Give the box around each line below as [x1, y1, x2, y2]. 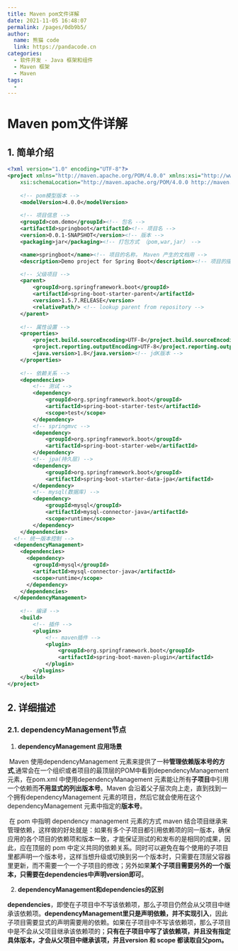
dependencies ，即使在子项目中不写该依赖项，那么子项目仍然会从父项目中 [7, 901, 225, 909]
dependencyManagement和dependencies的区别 [17, 886, 164, 894]
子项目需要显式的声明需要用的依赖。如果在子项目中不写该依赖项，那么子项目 [7, 918, 231, 927]
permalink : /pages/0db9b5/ [7, 23, 87, 31]
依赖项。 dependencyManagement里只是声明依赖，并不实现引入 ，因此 [19, 909, 228, 918]
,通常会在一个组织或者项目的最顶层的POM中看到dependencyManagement [13, 766, 229, 775]
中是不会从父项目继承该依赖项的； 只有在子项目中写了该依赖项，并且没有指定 [7, 927, 231, 935]
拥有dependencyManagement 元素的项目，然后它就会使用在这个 [13, 793, 203, 802]
